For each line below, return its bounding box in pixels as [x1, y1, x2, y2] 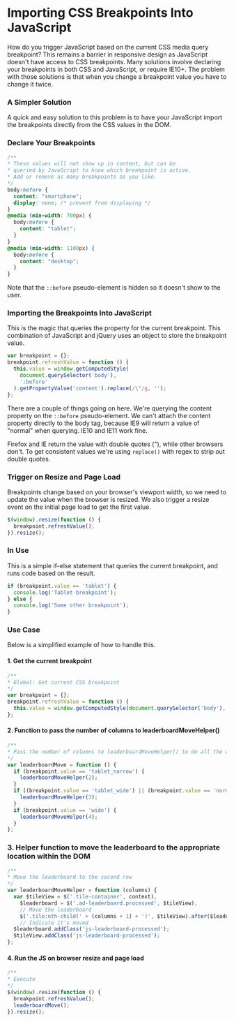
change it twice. [7, 80, 54, 88]
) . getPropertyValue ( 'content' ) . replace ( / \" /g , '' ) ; [13, 385, 167, 392]
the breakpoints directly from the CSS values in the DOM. [7, 121, 172, 129]
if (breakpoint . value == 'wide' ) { [13, 806, 117, 814]
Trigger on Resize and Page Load [7, 472, 120, 482]
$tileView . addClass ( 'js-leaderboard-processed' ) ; [13, 932, 160, 940]
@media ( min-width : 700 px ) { [7, 212, 92, 219]
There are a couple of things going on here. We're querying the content [7, 403, 212, 413]
